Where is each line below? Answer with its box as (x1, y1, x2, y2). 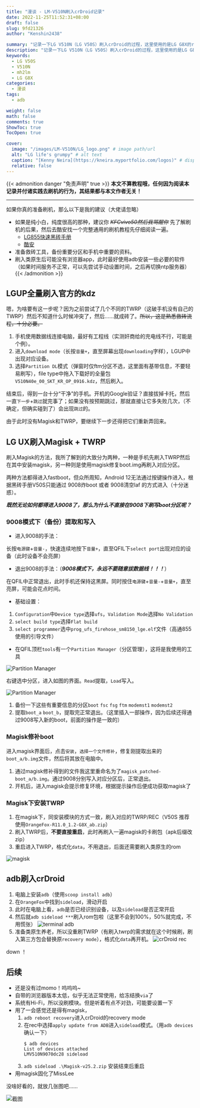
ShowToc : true (6, 125, 42, 130)
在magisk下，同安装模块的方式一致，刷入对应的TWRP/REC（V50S (14, 814, 178, 821)
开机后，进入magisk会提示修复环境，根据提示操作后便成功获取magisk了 (14, 782, 192, 789)
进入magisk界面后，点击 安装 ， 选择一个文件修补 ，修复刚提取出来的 (6, 747, 162, 754)
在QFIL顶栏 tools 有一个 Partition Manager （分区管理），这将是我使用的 (14, 646, 187, 653)
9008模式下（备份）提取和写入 (6, 518, 96, 526)
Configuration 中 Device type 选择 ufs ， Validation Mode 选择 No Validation (14, 611, 193, 618)
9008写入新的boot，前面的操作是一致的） (20, 716, 123, 724)
